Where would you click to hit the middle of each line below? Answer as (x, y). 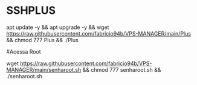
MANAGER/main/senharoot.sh (44, 69)
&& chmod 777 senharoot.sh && (122, 69)
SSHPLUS (31, 11)
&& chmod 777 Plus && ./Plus (42, 40)
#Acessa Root (24, 51)
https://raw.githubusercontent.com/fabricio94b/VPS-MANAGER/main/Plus (99, 33)
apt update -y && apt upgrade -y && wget (58, 27)
